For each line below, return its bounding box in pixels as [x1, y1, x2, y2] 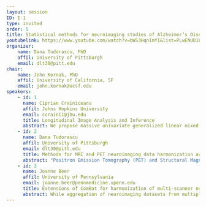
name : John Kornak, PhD [17, 72, 78, 78]
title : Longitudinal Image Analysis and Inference [22, 117, 155, 123]
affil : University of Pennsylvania [22, 174, 114, 181]
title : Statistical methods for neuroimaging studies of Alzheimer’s [6, 32, 188, 38]
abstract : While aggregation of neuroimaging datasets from [22, 191, 180, 197]
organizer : [6, 43, 34, 50]
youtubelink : [6, 37, 40, 43]
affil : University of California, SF [17, 77, 114, 83]
